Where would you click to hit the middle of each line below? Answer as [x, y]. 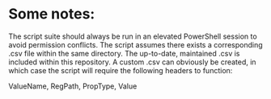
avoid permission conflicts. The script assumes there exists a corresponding [135, 44]
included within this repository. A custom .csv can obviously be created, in [132, 62]
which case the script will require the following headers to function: [121, 70]
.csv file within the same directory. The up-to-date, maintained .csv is [124, 53]
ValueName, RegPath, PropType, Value [73, 86]
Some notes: [52, 14]
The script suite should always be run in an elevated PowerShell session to [133, 36]
